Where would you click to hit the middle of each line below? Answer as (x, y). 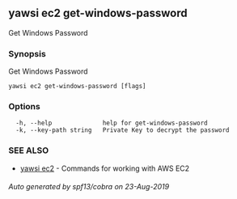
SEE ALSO (29, 150)
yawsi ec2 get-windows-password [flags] (78, 87)
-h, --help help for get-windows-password (112, 123)
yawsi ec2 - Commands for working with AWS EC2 (105, 168)
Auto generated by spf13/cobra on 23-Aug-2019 (89, 187)
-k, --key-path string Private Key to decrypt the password (123, 130)
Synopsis (27, 53)
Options (24, 107)
